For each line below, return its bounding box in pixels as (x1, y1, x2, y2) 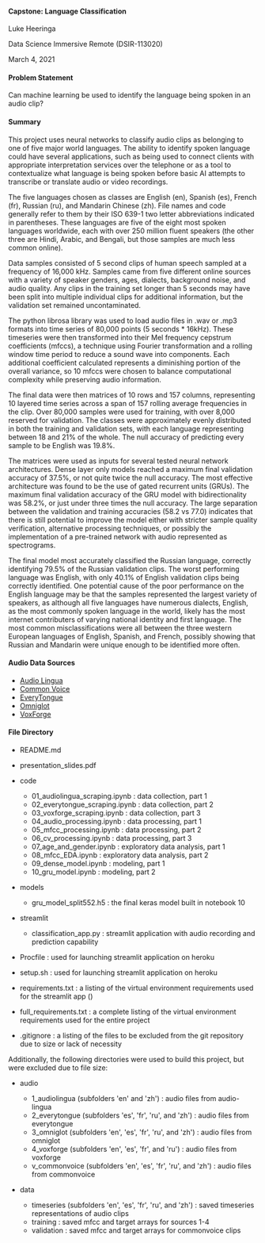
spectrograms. (8, 540, 56, 550)
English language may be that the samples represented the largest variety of (8, 589, 257, 599)
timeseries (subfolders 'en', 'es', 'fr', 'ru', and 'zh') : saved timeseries (31, 1200, 255, 1210)
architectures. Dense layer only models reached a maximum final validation (8, 464, 253, 474)
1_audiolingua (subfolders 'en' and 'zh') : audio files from (31, 1094, 217, 1103)
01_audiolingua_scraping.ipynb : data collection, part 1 (31, 792, 207, 801)
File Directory (8, 727, 54, 737)
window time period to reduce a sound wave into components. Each (8, 349, 230, 359)
